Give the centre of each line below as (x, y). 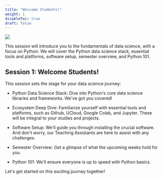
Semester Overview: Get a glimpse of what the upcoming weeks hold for (85, 147)
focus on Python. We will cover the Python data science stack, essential (77, 51)
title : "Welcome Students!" (34, 10)
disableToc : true (23, 19)
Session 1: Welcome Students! (52, 72)
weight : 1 (15, 14)
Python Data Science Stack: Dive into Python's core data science (77, 93)
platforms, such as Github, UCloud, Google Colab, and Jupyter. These (82, 113)
